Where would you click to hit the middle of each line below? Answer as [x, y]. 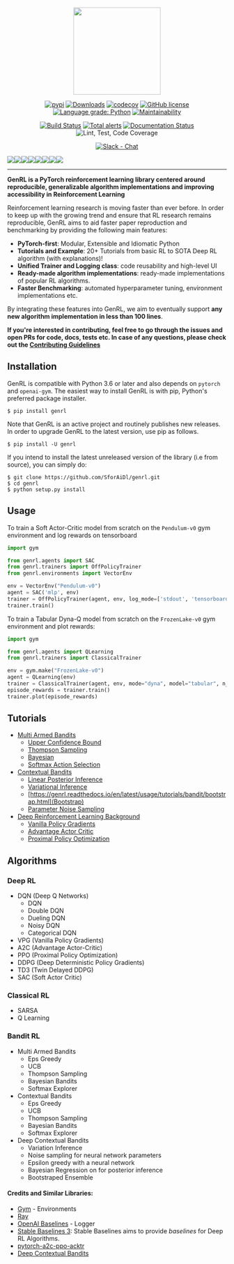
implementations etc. [47, 295]
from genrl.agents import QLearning [60, 652]
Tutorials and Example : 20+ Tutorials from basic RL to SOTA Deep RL [117, 251]
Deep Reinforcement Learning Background [79, 817]
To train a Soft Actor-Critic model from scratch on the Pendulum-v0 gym [109, 527]
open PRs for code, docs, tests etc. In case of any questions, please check [117, 337]
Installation [32, 367]
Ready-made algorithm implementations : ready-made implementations [121, 273]
